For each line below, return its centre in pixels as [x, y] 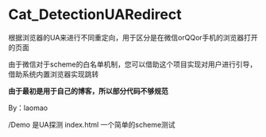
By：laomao [28, 108]
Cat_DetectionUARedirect [95, 15]
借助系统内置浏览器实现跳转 [54, 74]
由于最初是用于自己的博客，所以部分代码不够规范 [88, 91]
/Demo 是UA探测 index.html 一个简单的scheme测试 [92, 124]
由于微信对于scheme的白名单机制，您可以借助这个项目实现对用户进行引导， [133, 64]
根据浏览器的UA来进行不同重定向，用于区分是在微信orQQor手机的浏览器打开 [133, 37]
